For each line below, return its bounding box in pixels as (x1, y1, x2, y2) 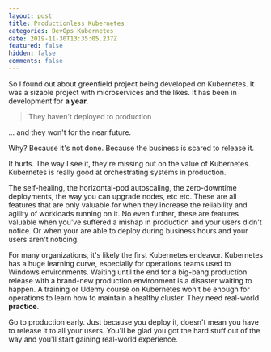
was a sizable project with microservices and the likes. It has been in (8, 87, 237, 97)
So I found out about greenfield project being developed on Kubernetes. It (8, 78, 255, 89)
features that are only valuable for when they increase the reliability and (8, 199, 248, 210)
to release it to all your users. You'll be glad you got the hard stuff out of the (8, 325, 260, 335)
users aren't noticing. (8, 234, 79, 244)
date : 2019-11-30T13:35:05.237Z (8, 34, 117, 43)
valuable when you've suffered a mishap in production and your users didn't (8, 217, 263, 227)
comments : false (8, 57, 63, 65)
